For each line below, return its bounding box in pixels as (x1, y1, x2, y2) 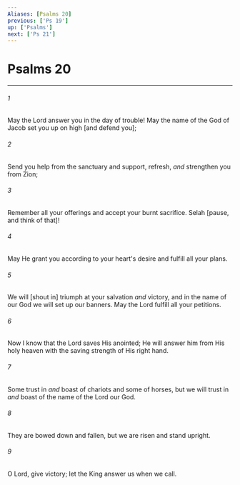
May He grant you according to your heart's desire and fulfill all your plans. (7, 254, 228, 263)
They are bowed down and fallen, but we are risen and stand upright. (7, 431, 211, 439)
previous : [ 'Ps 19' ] (7, 17, 69, 24)
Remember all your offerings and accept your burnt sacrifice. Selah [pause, (7, 208, 229, 216)
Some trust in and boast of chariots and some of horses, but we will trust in (7, 385, 229, 394)
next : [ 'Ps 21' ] (7, 30, 56, 38)
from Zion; (7, 169, 38, 179)
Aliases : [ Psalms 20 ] (7, 10, 72, 18)
